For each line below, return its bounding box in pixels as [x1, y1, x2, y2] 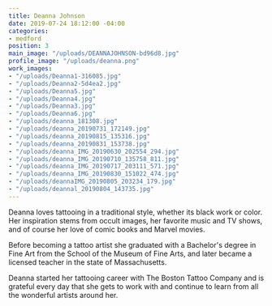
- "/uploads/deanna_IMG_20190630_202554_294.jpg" [8, 147, 180, 155]
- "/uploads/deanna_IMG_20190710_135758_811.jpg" [8, 155, 180, 163]
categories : [8, 27, 49, 35]
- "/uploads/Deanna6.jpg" [8, 110, 96, 118]
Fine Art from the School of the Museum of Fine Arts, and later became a [8, 249, 253, 258]
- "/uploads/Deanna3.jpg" [8, 102, 96, 110]
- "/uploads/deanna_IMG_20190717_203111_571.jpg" [8, 163, 180, 171]
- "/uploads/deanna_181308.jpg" [8, 117, 118, 125]
